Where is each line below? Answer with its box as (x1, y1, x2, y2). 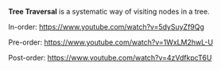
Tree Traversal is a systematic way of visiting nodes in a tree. (8, 7, 210, 16)
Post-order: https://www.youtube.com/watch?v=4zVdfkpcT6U (8, 53, 212, 62)
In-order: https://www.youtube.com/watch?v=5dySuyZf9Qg (8, 22, 205, 31)
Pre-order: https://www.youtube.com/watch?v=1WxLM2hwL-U (8, 37, 213, 47)
